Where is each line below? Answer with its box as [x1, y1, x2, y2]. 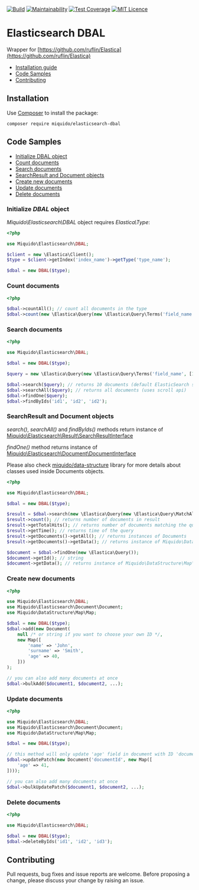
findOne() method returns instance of [6, 444, 98, 451]
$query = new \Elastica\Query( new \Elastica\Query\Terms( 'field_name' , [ [6, 371, 193, 377]
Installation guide [15, 63, 57, 71]
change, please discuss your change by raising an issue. [6, 877, 145, 884]
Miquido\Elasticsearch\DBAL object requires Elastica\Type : [6, 218, 150, 225]
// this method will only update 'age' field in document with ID [6, 751, 174, 757]
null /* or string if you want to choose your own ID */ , [17, 631, 163, 637]
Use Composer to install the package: [6, 109, 99, 116]
